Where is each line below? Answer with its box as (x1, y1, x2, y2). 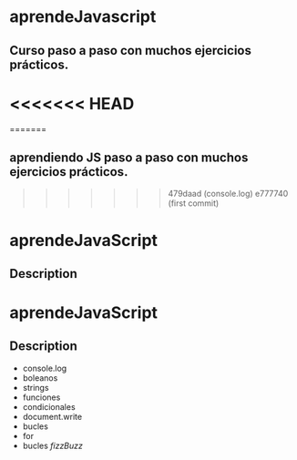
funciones (22, 392, 61, 403)
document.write (22, 411, 83, 422)
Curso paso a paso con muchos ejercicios (9, 43, 252, 58)
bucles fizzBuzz (22, 440, 84, 451)
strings (22, 382, 49, 393)
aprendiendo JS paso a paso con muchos (9, 149, 249, 165)
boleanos (22, 372, 58, 383)
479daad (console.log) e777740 (168, 189, 289, 199)
